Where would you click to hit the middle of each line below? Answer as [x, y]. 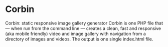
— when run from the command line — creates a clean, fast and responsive [83, 28]
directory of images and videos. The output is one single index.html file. [79, 39]
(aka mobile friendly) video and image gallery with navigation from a [76, 33]
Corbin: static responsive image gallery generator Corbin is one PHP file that [84, 23]
